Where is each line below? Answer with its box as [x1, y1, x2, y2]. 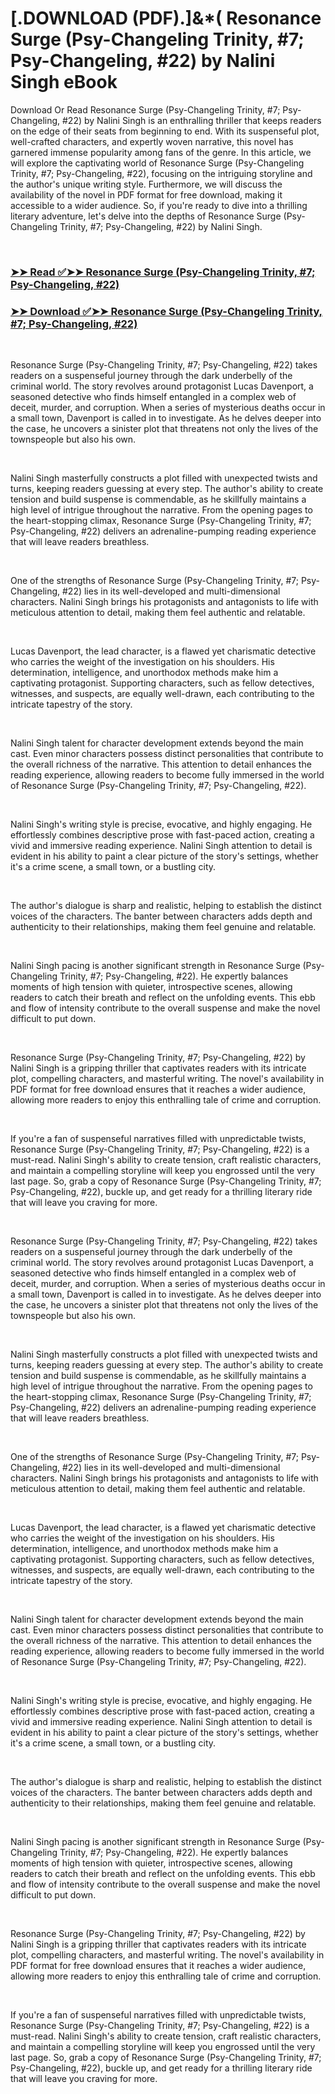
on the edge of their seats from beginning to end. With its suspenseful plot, [10, 125, 320, 137]
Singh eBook [10, 71, 118, 94]
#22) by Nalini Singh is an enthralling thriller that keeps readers [61, 114, 322, 126]
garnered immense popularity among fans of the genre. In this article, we [10, 146, 312, 158]
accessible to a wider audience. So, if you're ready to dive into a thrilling [10, 199, 308, 211]
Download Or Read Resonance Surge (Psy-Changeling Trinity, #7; [10, 103, 281, 116]
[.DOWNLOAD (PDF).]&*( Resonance [10, 7, 322, 30]
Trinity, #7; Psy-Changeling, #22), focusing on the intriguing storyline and [10, 167, 313, 179]
